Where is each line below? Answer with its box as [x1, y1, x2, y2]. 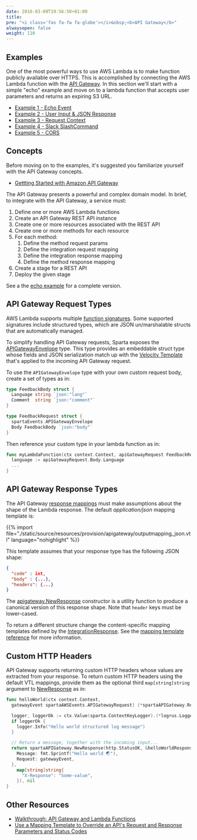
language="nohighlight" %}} [11, 536, 80, 543]
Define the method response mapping [23, 258, 116, 265]
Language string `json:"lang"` [11, 392, 88, 398]
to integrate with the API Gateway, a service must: [6, 197, 127, 204]
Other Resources [6, 799, 69, 809]
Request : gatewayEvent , [16, 756, 75, 762]
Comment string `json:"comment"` [11, 397, 96, 403]
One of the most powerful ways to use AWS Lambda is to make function [6, 68, 180, 75]
